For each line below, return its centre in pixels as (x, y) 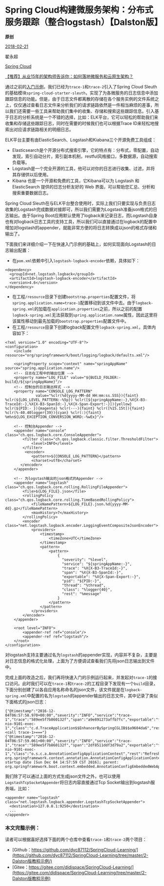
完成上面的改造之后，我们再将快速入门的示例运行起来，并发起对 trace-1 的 (79, 677)
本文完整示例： (23, 828)
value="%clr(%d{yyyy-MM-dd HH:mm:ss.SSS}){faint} (87, 395)
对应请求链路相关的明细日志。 (43, 129)
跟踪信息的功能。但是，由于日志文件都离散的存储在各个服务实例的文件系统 (80, 99)
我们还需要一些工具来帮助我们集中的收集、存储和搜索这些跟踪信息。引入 (82, 111)
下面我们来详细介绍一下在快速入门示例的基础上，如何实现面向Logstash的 (79, 244)
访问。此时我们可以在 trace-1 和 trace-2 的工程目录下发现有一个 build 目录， (83, 683)
